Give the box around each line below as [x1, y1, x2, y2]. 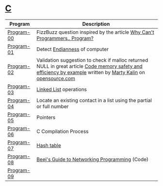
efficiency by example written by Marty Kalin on [36, 69, 146, 75]
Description [82, 20, 110, 27]
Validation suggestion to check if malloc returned [36, 56, 148, 63]
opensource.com [36, 75, 75, 82]
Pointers [36, 114, 56, 121]
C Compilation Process [36, 128, 89, 134]
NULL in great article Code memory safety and [36, 63, 143, 70]
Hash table [36, 142, 62, 149]
